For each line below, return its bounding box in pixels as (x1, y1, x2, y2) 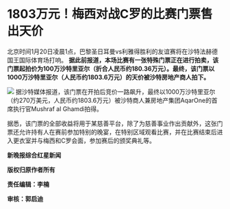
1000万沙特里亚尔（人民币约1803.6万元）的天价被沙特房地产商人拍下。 (7, 73, 210, 81)
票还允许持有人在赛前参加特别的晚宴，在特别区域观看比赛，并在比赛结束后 (7, 127, 217, 136)
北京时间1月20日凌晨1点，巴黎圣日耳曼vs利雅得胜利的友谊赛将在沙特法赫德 (7, 47, 218, 56)
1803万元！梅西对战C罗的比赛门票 (7, 6, 201, 22)
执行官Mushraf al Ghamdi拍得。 (12, 104, 103, 113)
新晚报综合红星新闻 (7, 151, 62, 159)
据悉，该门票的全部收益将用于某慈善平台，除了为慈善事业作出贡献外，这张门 (7, 119, 223, 127)
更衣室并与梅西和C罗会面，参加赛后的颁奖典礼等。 (12, 136, 156, 145)
